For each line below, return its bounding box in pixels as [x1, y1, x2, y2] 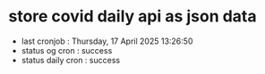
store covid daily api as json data [8, 6, 257, 27]
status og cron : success [21, 45, 113, 55]
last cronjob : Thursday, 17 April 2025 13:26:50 [21, 36, 193, 46]
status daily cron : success [21, 54, 121, 65]
